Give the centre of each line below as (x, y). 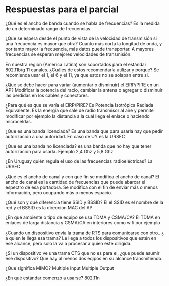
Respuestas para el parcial (62, 9)
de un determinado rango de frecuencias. (48, 28)
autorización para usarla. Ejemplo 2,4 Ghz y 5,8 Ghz (59, 151)
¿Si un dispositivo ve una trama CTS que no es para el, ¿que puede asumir (82, 253)
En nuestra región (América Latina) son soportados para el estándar (76, 64)
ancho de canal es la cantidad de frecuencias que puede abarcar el (75, 182)
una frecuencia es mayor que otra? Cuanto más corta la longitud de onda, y (84, 43)
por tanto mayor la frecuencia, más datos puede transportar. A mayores (79, 49)
